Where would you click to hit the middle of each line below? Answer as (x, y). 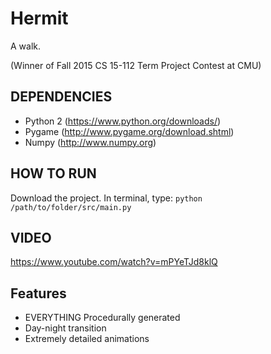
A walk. (26, 46)
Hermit (39, 18)
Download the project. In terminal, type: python (106, 198)
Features (38, 293)
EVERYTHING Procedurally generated (102, 318)
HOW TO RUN (53, 173)
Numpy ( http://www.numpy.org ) (90, 142)
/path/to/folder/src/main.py (71, 207)
